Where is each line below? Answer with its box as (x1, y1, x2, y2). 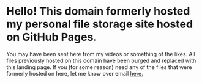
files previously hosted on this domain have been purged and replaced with (6, 57, 196, 64)
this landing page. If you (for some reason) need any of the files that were (6, 63, 192, 71)
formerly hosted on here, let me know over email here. (6, 70, 143, 77)
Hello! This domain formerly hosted (6, 4, 190, 18)
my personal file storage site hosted (6, 17, 193, 31)
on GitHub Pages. (6, 31, 97, 44)
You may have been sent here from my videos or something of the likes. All (6, 50, 196, 57)
